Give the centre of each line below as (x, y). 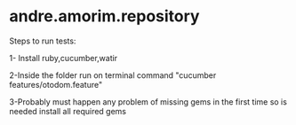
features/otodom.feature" (56, 84)
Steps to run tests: (43, 41)
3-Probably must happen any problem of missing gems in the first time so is (148, 102)
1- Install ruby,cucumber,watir (64, 58)
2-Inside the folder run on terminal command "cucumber (113, 75)
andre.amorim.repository (104, 16)
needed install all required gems (68, 111)
